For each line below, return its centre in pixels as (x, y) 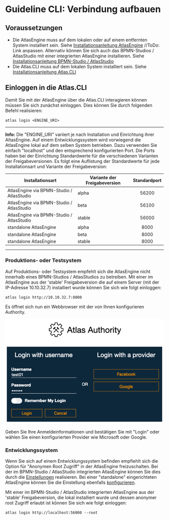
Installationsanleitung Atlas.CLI (44, 72)
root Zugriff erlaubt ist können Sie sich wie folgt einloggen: (66, 503)
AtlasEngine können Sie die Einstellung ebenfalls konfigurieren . (70, 483)
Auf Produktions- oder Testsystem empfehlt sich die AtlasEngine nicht (78, 271)
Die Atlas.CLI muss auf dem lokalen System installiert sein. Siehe (79, 67)
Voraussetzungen (34, 28)
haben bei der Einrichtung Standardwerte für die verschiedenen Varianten (82, 156)
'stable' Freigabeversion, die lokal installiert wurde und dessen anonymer (81, 498)
